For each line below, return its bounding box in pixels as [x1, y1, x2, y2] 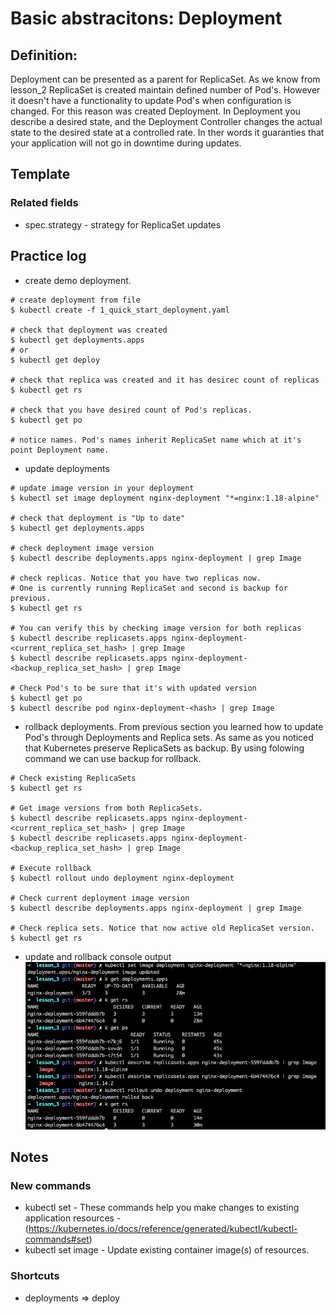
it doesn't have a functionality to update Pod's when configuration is [10, 95, 292, 106]
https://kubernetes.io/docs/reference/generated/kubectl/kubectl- [28, 1223, 298, 1235]
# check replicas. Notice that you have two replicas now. [10, 573, 262, 583]
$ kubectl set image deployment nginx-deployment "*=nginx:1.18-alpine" [10, 493, 320, 503]
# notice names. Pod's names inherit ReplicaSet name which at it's [10, 435, 302, 445]
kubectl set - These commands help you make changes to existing [24, 1202, 300, 1214]
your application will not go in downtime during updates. [10, 137, 242, 149]
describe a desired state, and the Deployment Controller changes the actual [10, 116, 323, 127]
